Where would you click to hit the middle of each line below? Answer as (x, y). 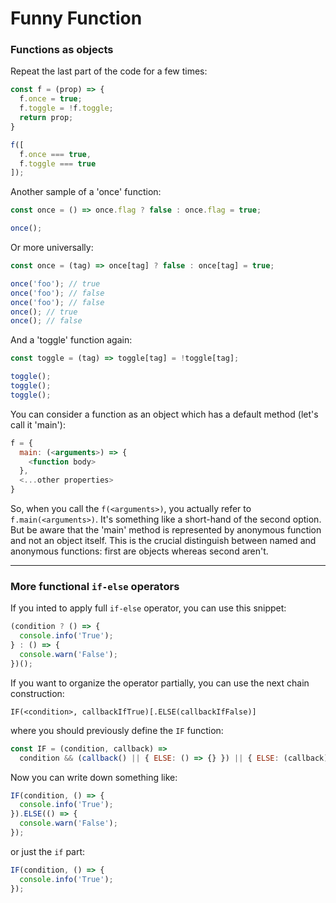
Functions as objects (62, 50)
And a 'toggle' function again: (71, 340)
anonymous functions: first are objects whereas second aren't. (139, 551)
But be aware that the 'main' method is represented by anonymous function (166, 530)
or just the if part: (48, 851)
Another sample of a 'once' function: (86, 192)
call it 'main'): (38, 424)
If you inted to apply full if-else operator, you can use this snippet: (148, 608)
